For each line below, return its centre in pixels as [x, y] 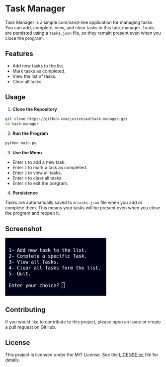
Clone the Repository [35, 109]
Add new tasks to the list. [38, 65]
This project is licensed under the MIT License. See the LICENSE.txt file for [82, 355]
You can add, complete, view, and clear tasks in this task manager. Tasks [80, 27]
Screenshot [24, 229]
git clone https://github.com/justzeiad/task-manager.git [66, 119]
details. [13, 360]
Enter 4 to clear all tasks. [38, 178]
